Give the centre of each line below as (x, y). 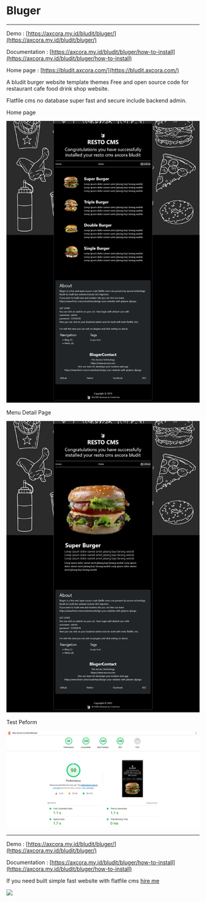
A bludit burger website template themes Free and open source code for (97, 82)
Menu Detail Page (29, 413)
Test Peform (22, 722)
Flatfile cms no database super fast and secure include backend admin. (97, 100)
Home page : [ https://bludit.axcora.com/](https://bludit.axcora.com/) (93, 70)
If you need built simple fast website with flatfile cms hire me (83, 881)
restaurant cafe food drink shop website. (58, 88)
